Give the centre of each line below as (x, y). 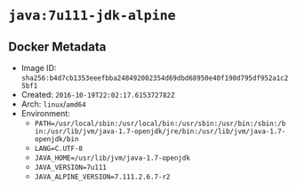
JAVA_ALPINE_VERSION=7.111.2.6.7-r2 (102, 177)
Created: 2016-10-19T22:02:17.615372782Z (98, 95)
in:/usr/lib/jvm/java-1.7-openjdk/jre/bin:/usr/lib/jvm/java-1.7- (160, 131)
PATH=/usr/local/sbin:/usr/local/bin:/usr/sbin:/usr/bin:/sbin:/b (160, 123)
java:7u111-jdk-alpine (92, 16)
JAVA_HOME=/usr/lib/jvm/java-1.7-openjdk (112, 158)
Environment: (45, 113)
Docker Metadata (57, 47)
